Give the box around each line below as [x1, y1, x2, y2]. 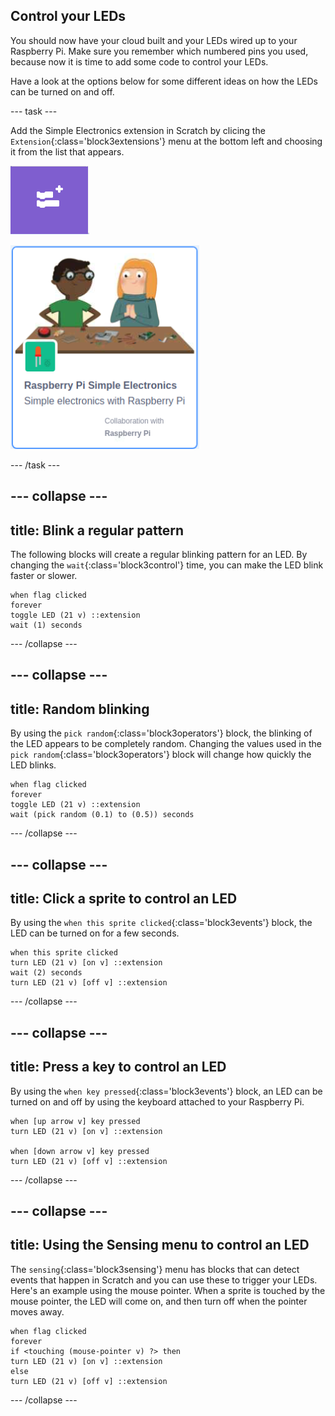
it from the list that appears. [10, 145, 125, 158]
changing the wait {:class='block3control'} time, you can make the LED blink [10, 559, 324, 571]
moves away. [10, 1305, 65, 1318]
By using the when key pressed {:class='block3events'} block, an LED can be [10, 1085, 323, 1097]
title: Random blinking [10, 700, 150, 718]
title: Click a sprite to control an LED [10, 890, 238, 907]
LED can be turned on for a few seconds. [10, 927, 180, 939]
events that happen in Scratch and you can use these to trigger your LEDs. [10, 1274, 318, 1286]
